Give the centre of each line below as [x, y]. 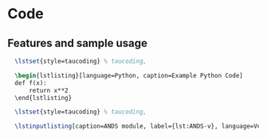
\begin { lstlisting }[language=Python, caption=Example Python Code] [129, 75]
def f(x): [31, 83]
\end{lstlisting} [43, 98]
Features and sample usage [78, 43]
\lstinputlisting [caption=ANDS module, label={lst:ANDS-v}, [116, 126]
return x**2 [48, 90]
